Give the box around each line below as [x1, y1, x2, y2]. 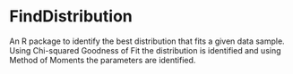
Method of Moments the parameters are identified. [9, 54, 196, 65]
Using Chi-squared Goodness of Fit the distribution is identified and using [9, 45, 281, 55]
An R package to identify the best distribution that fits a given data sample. [9, 36, 285, 46]
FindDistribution [9, 6, 133, 27]
